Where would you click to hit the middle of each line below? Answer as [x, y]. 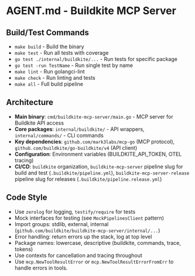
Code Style [27, 198]
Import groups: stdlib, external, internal [61, 224]
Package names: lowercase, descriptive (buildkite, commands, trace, [98, 243]
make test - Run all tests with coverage [61, 53]
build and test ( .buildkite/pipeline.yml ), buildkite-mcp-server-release [102, 173]
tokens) [24, 249]
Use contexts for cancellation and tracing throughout [78, 255]
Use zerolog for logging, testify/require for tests [75, 211]
